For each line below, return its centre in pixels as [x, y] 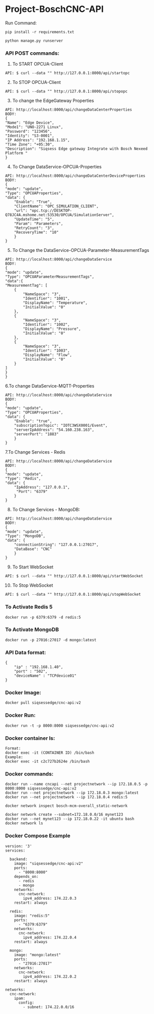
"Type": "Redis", [23, 479]
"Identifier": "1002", [46, 325]
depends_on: [26, 876]
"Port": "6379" [32, 492]
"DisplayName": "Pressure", [52, 329]
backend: [19, 859]
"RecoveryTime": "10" [36, 233]
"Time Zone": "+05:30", [30, 145]
